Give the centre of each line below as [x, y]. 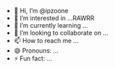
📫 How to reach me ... [46, 41]
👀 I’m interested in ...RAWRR [54, 18]
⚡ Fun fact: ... [33, 58]
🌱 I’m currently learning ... [51, 25]
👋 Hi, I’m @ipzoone [41, 11]
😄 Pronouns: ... [36, 51]
